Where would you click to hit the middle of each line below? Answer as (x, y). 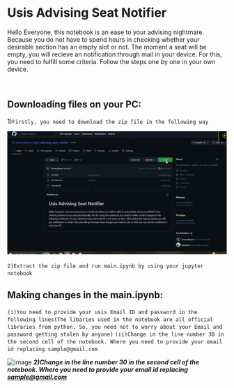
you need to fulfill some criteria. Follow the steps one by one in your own (111, 61)
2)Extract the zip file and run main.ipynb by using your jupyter (106, 266)
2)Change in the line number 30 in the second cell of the (117, 362)
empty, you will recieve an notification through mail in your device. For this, (115, 54)
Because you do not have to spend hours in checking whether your (103, 39)
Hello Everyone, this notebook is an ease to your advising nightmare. (106, 32)
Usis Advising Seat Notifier (87, 13)
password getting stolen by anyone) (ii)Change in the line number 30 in (116, 335)
